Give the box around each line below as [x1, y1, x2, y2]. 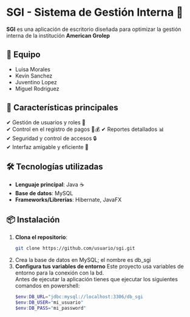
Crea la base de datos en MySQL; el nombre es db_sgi [15, 256, 151, 264]
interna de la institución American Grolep [6, 32, 110, 39]
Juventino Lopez [15, 78, 58, 85]
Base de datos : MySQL [15, 190, 73, 197]
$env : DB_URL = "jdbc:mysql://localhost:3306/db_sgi [15, 294, 144, 300]
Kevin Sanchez [15, 72, 53, 79]
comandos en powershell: [15, 282, 80, 290]
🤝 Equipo [6, 50, 41, 60]
